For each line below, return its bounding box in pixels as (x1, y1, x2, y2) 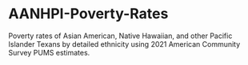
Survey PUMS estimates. (8, 48, 90, 57)
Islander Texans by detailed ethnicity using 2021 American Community (8, 39, 241, 48)
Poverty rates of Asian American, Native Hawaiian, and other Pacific (8, 31, 233, 40)
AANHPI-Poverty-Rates (8, 5, 169, 23)
